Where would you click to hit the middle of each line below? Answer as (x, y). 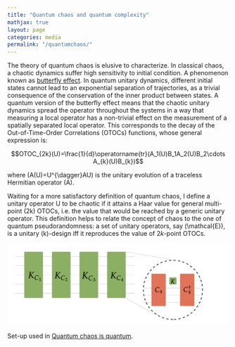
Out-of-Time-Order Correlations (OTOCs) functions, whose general (105, 133)
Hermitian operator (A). (41, 182)
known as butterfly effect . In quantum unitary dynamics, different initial (110, 80)
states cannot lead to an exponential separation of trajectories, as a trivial (114, 88)
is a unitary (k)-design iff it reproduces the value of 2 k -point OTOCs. (107, 234)
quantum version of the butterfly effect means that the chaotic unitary (108, 103)
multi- (214, 203)
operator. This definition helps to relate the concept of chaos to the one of (114, 219)
